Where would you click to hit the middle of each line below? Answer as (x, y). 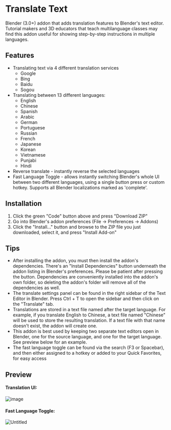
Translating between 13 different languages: (59, 95)
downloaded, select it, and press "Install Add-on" (65, 232)
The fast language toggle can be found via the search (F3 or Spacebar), (89, 348)
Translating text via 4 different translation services (66, 68)
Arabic (27, 117)
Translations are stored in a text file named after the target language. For (89, 310)
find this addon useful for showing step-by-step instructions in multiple (80, 34)
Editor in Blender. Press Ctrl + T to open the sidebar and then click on (86, 299)
